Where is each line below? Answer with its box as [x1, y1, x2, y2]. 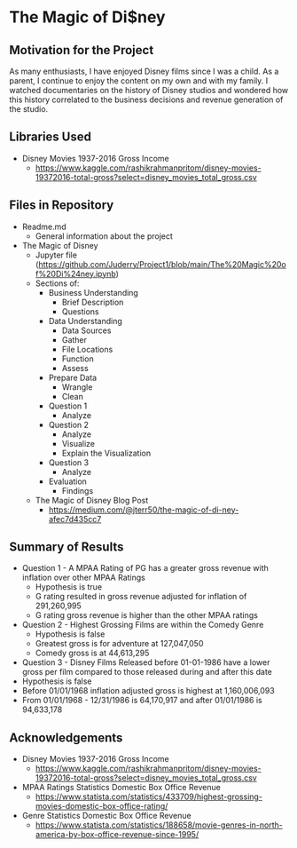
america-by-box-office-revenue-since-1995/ [35, 829, 199, 840]
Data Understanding [48, 315, 122, 326]
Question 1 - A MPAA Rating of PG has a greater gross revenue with [21, 563, 269, 574]
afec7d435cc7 [48, 513, 102, 524]
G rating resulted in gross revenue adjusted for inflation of [35, 591, 247, 602]
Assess [61, 362, 89, 373]
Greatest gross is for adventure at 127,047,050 [35, 638, 204, 649]
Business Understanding [48, 287, 139, 297]
